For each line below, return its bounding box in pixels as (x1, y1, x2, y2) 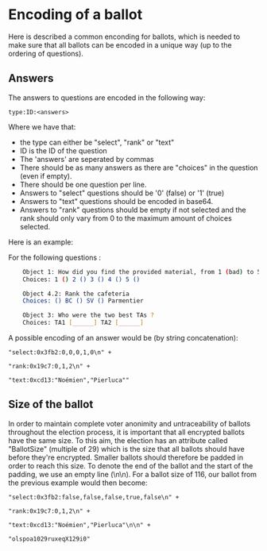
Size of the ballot (8, 398, 94, 411)
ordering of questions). (8, 48, 83, 58)
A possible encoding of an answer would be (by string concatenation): (8, 333, 238, 342)
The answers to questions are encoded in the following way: (8, 93, 206, 102)
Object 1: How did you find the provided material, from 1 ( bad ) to (22, 268, 254, 275)
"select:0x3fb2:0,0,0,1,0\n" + (8, 349, 112, 356)
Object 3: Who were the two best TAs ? (22, 311, 155, 319)
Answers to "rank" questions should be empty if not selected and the (19, 205, 246, 214)
